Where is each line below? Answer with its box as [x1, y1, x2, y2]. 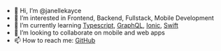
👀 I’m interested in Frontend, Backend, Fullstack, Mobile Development [13, 14, 215, 22]
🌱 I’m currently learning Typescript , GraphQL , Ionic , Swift [13, 21, 178, 29]
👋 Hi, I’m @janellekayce [13, 7, 82, 14]
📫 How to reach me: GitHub [13, 37, 96, 44]
